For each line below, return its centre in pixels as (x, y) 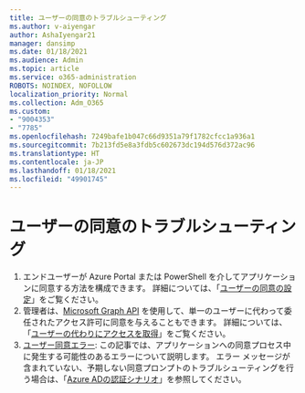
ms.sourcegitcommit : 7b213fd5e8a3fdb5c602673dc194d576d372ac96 (132, 145)
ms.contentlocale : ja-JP (57, 162)
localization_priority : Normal (69, 94)
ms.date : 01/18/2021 (49, 52)
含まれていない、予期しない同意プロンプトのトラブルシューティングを (154, 368)
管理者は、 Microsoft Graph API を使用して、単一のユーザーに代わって (153, 311)
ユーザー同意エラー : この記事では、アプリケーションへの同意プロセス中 (157, 345)
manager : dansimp (42, 43)
